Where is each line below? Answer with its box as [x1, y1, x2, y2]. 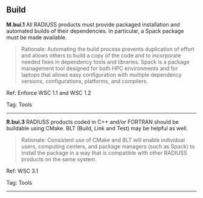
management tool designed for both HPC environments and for [21, 65, 178, 72]
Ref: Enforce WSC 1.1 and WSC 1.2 [6, 89, 92, 96]
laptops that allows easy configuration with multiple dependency [21, 71, 182, 78]
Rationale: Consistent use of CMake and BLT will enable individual [21, 136, 185, 144]
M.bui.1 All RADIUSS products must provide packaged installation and [6, 21, 180, 28]
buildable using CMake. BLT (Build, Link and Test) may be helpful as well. [6, 124, 188, 132]
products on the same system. [21, 155, 97, 162]
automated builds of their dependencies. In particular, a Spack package [6, 27, 184, 34]
